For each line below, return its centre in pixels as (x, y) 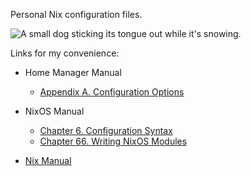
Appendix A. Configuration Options (112, 92)
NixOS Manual (54, 111)
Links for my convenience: (65, 53)
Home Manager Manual (73, 72)
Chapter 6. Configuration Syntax (106, 130)
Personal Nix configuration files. (76, 14)
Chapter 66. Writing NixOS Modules (113, 141)
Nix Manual (48, 160)
